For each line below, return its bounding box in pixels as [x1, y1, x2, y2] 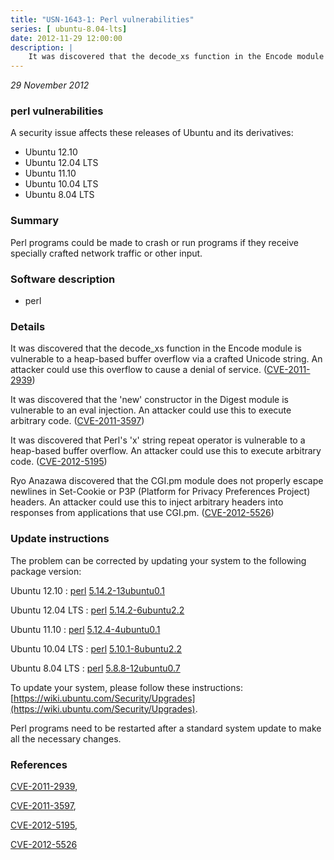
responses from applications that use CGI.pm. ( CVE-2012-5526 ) [10, 507, 275, 519]
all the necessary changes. [10, 732, 122, 745]
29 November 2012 [10, 79, 90, 91]
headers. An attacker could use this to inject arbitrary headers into [10, 496, 284, 508]
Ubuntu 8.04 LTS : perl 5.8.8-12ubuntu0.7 [10, 662, 181, 674]
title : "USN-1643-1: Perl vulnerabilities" [10, 14, 195, 25]
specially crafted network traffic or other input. [10, 247, 203, 259]
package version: [10, 565, 82, 577]
